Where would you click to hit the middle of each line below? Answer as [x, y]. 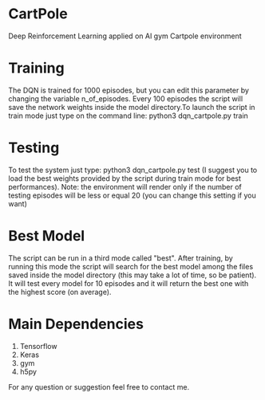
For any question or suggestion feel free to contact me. [99, 386]
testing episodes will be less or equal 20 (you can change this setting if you [132, 195]
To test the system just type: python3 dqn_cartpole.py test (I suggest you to [133, 170]
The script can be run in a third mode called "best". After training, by [121, 258]
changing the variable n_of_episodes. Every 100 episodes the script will [126, 98]
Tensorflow [38, 346]
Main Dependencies [76, 324]
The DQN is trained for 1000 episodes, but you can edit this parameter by [129, 90]
